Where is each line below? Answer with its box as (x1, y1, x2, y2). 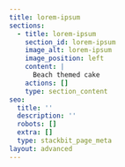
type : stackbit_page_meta (17, 136, 113, 145)
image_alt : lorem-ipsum (25, 46, 113, 55)
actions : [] (25, 79, 69, 87)
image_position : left (25, 54, 104, 63)
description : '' (17, 111, 77, 120)
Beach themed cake (32, 71, 100, 80)
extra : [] (17, 128, 53, 137)
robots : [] (17, 120, 57, 129)
